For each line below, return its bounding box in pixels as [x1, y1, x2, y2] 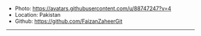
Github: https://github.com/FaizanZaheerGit [14, 17, 123, 25]
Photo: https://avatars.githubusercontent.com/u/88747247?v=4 [14, 5, 172, 12]
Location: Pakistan [14, 11, 61, 18]
